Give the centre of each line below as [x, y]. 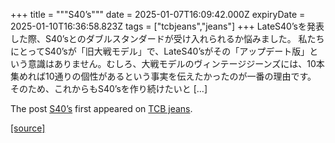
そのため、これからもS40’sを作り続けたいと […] [109, 88]
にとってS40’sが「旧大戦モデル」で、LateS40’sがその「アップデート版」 [160, 51]
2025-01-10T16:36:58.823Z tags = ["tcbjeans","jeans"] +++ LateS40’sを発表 [167, 26]
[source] [28, 128]
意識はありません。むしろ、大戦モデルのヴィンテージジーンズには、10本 [176, 63]
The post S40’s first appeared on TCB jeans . [101, 108]
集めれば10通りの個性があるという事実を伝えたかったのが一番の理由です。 [163, 76]
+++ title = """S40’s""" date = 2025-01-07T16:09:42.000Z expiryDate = [158, 14]
